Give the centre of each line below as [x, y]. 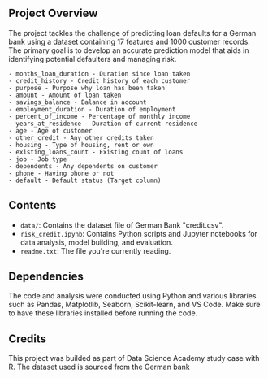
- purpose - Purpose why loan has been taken [86, 88]
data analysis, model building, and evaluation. [96, 242]
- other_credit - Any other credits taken [81, 137]
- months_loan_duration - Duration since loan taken [99, 74]
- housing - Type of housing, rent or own [81, 145]
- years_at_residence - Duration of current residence [103, 124]
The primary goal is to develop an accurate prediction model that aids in [129, 50]
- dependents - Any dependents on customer [83, 166]
